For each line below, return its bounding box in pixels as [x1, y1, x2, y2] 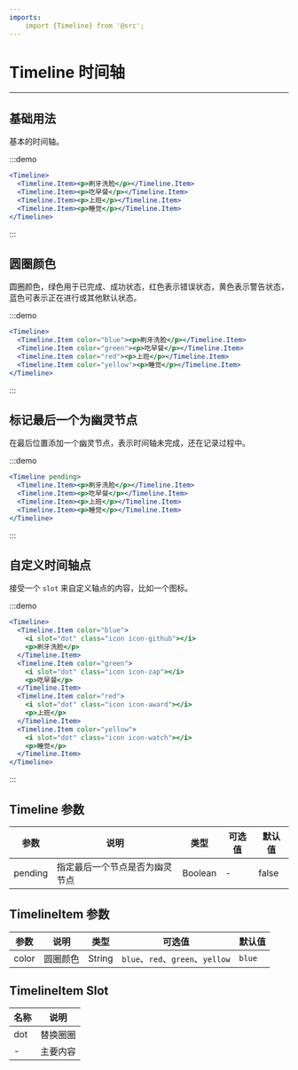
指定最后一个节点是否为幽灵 [56, 861, 173, 873]
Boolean [182, 867, 217, 879]
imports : [9, 12, 42, 22]
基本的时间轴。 [9, 137, 64, 147]
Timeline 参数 [9, 801, 85, 816]
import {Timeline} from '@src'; [25, 21, 145, 30]
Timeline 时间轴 [9, 62, 126, 82]
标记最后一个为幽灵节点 [9, 412, 137, 427]
